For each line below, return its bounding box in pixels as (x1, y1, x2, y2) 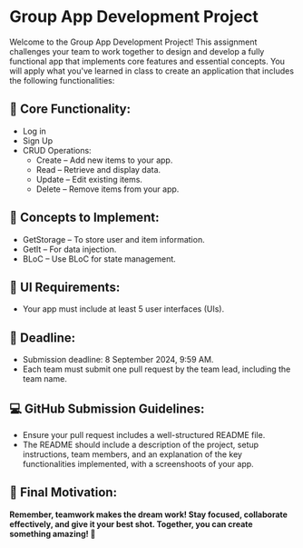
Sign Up (22, 135, 53, 146)
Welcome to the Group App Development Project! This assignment (9, 36, 258, 47)
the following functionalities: (9, 75, 115, 85)
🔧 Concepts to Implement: (9, 210, 160, 225)
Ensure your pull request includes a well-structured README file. (22, 430, 266, 440)
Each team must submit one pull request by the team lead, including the (22, 364, 291, 374)
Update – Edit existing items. (35, 174, 143, 184)
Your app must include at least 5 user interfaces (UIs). (22, 304, 225, 314)
